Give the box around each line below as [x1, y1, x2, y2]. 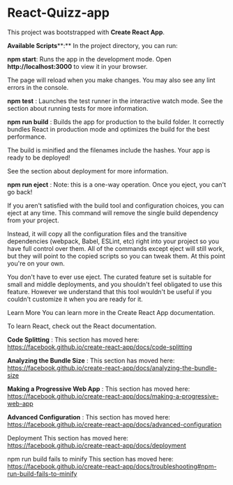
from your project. [7, 216, 59, 224]
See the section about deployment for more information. [7, 167, 169, 175]
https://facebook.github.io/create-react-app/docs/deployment [7, 441, 186, 449]
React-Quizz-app [7, 5, 110, 21]
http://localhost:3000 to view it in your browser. [7, 62, 148, 70]
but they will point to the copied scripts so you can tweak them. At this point [7, 252, 225, 260]
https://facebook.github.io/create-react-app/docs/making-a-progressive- [7, 392, 219, 400]
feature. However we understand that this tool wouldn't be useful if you [7, 287, 212, 295]
